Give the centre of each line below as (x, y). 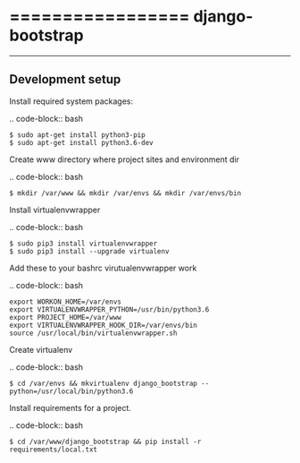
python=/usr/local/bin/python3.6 (71, 391)
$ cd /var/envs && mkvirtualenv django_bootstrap (104, 383)
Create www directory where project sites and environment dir (124, 159)
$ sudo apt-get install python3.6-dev (81, 142)
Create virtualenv (41, 349)
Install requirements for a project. (71, 407)
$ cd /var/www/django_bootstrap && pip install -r (105, 442)
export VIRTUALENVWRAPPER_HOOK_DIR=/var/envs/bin (104, 325)
